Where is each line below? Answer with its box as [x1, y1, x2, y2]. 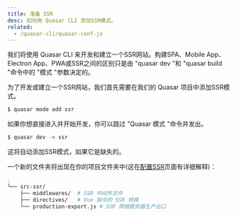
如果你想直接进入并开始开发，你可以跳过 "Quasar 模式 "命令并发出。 [7, 119, 208, 128]
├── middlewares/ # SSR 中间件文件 [20, 189, 123, 197]
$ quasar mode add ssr [7, 106, 75, 113]
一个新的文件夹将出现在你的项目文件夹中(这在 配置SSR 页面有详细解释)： [7, 163, 217, 170]
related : [7, 23, 33, 30]
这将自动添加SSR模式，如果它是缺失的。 [7, 148, 126, 156]
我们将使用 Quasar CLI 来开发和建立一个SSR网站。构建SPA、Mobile [7, 50, 206, 59]
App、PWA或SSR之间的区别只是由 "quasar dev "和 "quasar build [33, 59, 222, 68]
